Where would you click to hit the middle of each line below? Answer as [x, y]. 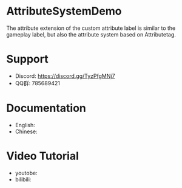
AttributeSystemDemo [64, 11]
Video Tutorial [42, 156]
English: [25, 125]
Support [27, 59]
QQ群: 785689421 [38, 83]
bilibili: [23, 179]
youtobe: [26, 173]
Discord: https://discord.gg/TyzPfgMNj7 [65, 76]
